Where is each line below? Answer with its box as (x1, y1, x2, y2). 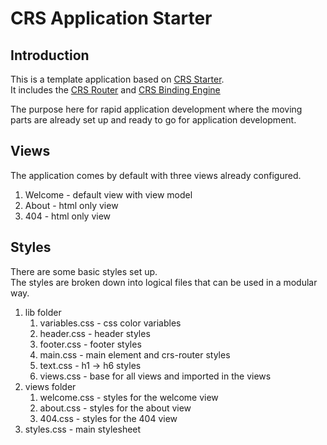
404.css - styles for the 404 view (39, 412, 178, 424)
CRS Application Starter (10, 7, 213, 30)
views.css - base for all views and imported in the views (39, 370, 272, 382)
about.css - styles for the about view (39, 402, 192, 414)
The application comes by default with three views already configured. (10, 169, 302, 181)
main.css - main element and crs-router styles (39, 348, 231, 361)
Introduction (10, 47, 90, 64)
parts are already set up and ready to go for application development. (10, 114, 297, 126)
